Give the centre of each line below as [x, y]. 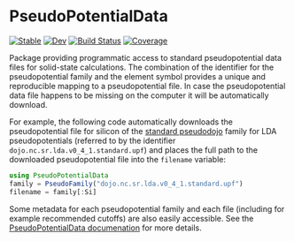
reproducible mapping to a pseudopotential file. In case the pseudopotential [147, 86]
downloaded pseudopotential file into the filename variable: [118, 159]
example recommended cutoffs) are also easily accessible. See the [132, 218]
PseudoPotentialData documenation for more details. [105, 228]
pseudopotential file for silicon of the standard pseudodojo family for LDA [143, 131]
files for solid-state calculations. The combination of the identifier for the [142, 67]
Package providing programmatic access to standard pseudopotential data [145, 57]
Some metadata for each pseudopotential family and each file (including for [147, 208]
